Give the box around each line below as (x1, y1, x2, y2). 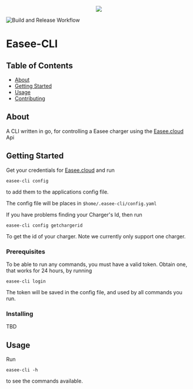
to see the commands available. (6, 377, 84, 385)
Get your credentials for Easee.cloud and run (6, 167, 115, 174)
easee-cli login (6, 278, 46, 284)
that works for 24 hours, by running (6, 267, 92, 274)
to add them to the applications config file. (6, 188, 109, 195)
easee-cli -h (6, 367, 38, 373)
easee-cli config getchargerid (6, 222, 83, 228)
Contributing (14, 95, 45, 102)
